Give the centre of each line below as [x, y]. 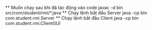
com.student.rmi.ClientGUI [33, 23]
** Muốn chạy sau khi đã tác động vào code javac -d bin [64, 8]
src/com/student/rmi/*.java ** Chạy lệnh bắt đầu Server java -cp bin [76, 13]
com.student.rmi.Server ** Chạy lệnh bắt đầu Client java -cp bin [72, 18]
